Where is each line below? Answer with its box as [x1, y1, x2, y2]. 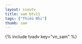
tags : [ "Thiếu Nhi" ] [5, 16, 47, 21]
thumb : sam [5, 20, 27, 26]
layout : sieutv [5, 7, 36, 12]
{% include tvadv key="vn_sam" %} [5, 34, 77, 40]
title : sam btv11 [5, 12, 41, 16]
